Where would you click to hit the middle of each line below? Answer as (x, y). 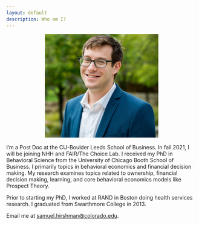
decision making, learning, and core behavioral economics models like (94, 179)
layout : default (27, 13)
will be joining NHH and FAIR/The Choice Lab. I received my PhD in (90, 154)
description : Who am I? (36, 19)
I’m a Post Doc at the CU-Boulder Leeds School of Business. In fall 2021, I (98, 147)
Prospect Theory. (28, 186)
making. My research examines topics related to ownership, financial (92, 173)
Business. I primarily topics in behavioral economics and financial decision (99, 167)
